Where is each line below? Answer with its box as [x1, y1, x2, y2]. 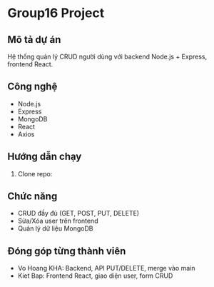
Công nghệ [7, 81, 58, 93]
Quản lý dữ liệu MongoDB [17, 224, 94, 233]
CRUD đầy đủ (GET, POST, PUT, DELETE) [17, 209, 140, 218]
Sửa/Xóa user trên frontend [17, 216, 98, 226]
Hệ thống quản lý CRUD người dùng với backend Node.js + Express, [7, 52, 208, 61]
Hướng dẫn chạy [7, 151, 82, 163]
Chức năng [7, 191, 58, 203]
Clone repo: [17, 169, 53, 178]
